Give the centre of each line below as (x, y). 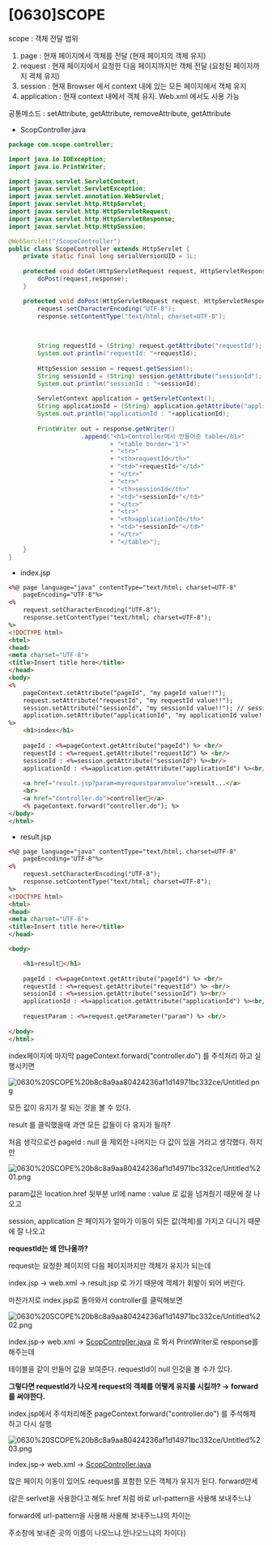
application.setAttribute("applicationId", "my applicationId (130, 715)
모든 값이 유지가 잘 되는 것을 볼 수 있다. (70, 1107)
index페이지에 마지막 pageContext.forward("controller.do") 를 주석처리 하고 (131, 1055)
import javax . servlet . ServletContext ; (74, 181)
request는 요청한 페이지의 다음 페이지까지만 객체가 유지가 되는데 (110, 1265)
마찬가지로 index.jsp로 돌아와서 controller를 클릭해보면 (96, 1300)
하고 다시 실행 (30, 1423)
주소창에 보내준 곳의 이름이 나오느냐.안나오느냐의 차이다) (97, 1532)
